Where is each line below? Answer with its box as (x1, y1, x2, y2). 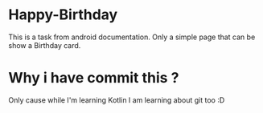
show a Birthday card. (8, 40, 81, 50)
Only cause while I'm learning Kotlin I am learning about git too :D (8, 95, 225, 105)
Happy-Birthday (8, 6, 118, 24)
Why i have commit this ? (8, 69, 179, 87)
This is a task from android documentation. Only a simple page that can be (8, 32, 256, 42)
